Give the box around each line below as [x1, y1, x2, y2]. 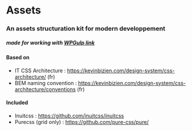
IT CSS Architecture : [14, 67, 66, 74]
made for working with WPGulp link [6, 39, 95, 46]
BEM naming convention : [14, 79, 77, 86]
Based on [6, 54, 30, 61]
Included [6, 99, 28, 106]
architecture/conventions [14, 86, 76, 93]
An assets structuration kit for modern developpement [6, 25, 166, 33]
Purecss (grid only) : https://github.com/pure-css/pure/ [14, 118, 149, 125]
